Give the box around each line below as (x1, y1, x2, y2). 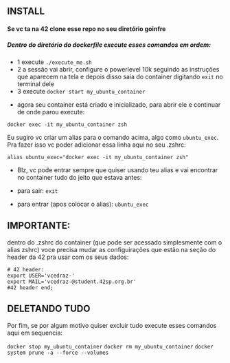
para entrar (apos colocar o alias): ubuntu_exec (16, 200, 149, 208)
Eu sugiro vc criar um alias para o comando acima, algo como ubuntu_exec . (7, 133, 219, 141)
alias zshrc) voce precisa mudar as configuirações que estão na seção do (7, 245, 216, 253)
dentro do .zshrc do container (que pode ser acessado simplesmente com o (7, 238, 222, 247)
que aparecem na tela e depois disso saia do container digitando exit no (16, 72, 223, 81)
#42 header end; (7, 284, 54, 291)
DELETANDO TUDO (7, 303, 91, 315)
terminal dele (16, 79, 55, 88)
